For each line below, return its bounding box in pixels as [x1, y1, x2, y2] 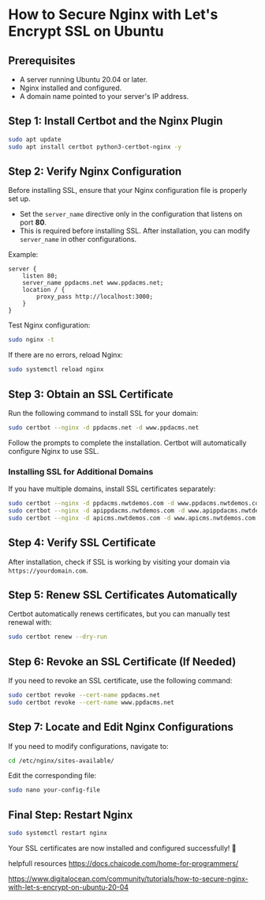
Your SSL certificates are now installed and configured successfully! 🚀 [8, 844, 237, 853]
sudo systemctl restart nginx [8, 829, 108, 838]
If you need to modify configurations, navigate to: [8, 741, 169, 751]
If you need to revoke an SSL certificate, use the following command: [8, 676, 233, 686]
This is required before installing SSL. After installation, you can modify [19, 226, 251, 236]
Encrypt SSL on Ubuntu [8, 22, 164, 40]
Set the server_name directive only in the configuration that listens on [19, 210, 243, 219]
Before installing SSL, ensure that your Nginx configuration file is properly [8, 186, 248, 195]
